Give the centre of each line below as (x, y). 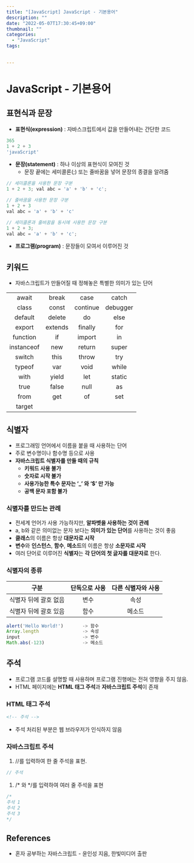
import (87, 337)
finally (87, 328)
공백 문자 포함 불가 (46, 491)
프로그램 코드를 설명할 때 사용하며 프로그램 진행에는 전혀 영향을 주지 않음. (102, 679)
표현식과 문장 (29, 113)
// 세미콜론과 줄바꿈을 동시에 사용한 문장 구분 (57, 222)
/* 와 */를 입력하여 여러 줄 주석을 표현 (59, 785)
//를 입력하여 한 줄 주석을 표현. (51, 761)
